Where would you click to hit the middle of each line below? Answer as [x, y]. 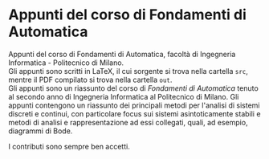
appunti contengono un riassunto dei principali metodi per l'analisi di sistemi [134, 105]
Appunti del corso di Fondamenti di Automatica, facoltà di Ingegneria [122, 54]
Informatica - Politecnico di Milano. [66, 63]
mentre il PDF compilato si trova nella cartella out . [90, 79]
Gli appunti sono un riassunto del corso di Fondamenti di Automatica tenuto [133, 88]
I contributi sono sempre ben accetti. [69, 146]
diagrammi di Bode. [41, 131]
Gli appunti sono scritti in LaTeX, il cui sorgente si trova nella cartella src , [128, 71]
